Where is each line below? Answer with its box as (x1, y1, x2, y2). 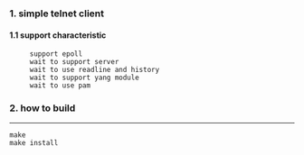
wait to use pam (29, 81, 91, 90)
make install (9, 139, 59, 148)
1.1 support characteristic (9, 30, 107, 41)
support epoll (29, 50, 83, 59)
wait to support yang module (29, 73, 140, 83)
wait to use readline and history (29, 66, 160, 75)
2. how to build (9, 102, 76, 114)
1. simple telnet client (9, 7, 104, 20)
